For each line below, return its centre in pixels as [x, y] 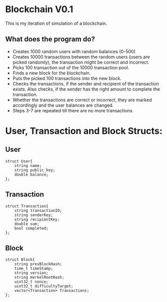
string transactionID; [38, 210]
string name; [28, 165]
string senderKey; [34, 215]
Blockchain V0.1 [39, 9]
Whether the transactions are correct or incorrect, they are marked [82, 100]
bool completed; [32, 228]
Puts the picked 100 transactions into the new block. [67, 78]
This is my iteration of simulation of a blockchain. [56, 23]
